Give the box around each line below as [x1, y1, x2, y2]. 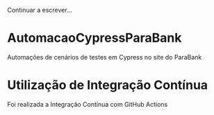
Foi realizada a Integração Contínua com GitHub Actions [7, 100, 168, 108]
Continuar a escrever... [7, 6, 73, 14]
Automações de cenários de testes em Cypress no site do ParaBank [7, 53, 202, 61]
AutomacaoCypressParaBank [7, 30, 182, 46]
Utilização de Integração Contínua [7, 78, 208, 93]
